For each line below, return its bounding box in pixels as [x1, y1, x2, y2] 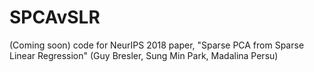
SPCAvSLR [9, 6, 101, 29]
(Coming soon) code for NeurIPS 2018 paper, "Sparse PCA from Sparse [9, 39, 305, 51]
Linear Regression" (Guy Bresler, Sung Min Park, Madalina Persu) [9, 49, 279, 61]
